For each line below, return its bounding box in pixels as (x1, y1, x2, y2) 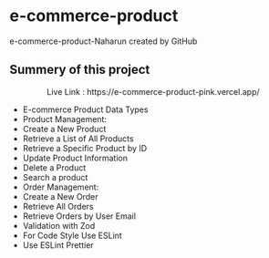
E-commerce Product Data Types (22, 104, 149, 115)
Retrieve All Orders (22, 201, 94, 212)
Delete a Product (22, 161, 87, 173)
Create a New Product (22, 123, 107, 134)
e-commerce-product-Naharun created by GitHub (9, 36, 198, 46)
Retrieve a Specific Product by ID (22, 142, 148, 153)
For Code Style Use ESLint (22, 230, 123, 241)
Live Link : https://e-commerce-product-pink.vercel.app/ (47, 86, 260, 97)
